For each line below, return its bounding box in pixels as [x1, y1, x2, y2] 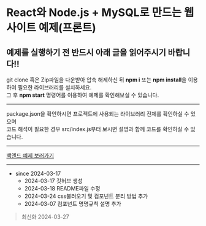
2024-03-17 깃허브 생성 [24, 177, 83, 184]
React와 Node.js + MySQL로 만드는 [6, 6, 182, 20]
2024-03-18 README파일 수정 [24, 185, 101, 192]
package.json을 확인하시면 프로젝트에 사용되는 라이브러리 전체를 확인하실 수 [6, 110, 189, 117]
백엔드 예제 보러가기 [6, 152, 54, 159]
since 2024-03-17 [15, 170, 61, 177]
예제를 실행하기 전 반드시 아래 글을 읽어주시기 [6, 47, 167, 58]
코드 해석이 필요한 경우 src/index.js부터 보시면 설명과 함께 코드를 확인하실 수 [6, 126, 189, 132]
